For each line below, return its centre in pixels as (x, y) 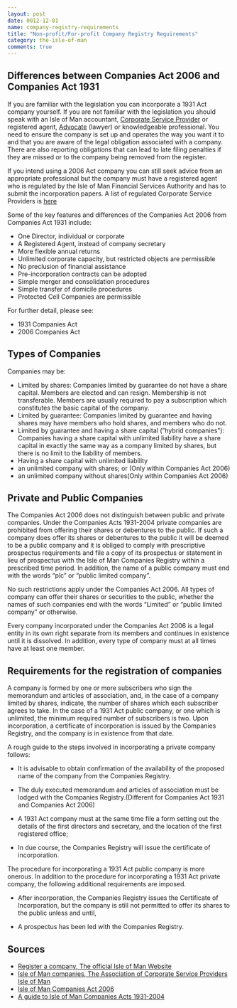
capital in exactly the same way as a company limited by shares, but (117, 445)
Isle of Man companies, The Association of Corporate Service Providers (123, 974)
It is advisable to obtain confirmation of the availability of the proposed (121, 768)
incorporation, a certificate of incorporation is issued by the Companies (112, 726)
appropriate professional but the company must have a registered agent (112, 178)
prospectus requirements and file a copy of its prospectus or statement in (115, 553)
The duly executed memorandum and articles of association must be (118, 790)
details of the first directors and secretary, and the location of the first (120, 827)
